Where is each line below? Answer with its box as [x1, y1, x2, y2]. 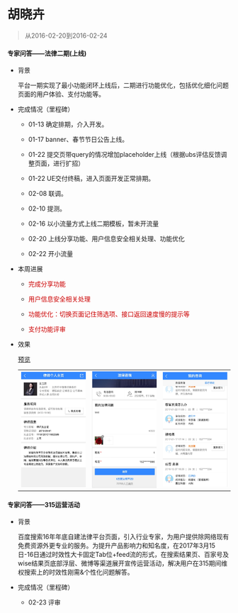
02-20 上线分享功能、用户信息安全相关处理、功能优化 [28, 235, 186, 243]
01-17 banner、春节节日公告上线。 [28, 136, 129, 144]
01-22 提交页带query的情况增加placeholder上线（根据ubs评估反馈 [28, 150, 221, 159]
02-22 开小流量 [28, 250, 73, 258]
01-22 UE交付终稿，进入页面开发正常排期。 [28, 175, 154, 183]
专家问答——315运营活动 [7, 500, 80, 509]
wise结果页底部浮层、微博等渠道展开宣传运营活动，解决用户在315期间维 [17, 559, 228, 568]
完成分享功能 [28, 280, 66, 288]
